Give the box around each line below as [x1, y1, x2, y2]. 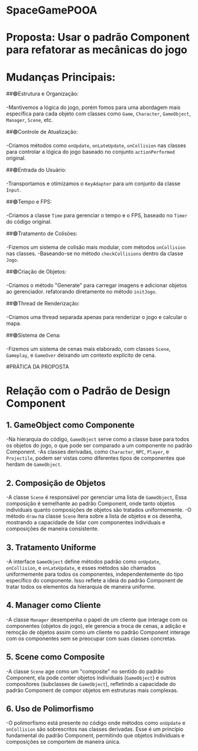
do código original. [6, 218, 52, 225]
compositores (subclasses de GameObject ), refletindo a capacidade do [6, 680, 176, 687]
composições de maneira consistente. [6, 525, 99, 533]
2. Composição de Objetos [6, 478, 106, 488]
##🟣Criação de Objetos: [6, 268, 67, 275]
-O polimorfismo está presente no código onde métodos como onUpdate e [6, 720, 186, 727]
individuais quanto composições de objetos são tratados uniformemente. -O [6, 507, 192, 514]
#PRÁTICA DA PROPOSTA [6, 363, 69, 370]
